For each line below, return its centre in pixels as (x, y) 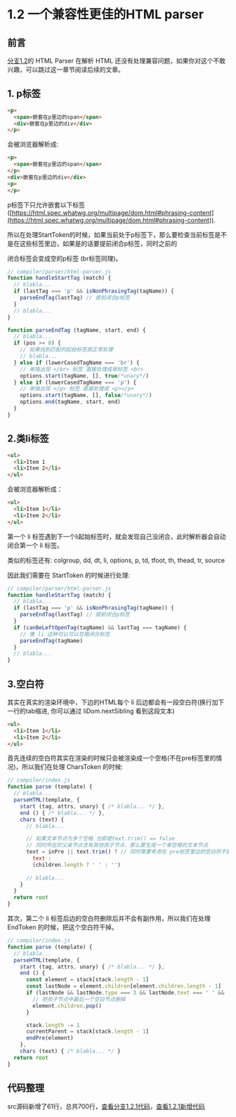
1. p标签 (24, 94)
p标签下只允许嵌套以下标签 (46, 205)
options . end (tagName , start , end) (70, 402)
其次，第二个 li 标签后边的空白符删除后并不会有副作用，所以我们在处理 (109, 919)
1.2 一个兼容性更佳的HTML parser (106, 14)
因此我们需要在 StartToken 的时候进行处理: (69, 575)
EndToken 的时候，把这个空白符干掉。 (63, 927)
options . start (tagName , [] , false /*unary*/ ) (86, 395)
